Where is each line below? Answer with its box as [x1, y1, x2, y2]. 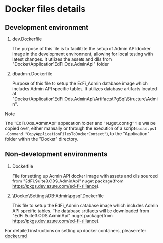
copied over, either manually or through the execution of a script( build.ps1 [5, 125, 157, 131]
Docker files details [5, 3, 86, 15]
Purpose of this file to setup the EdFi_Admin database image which [12, 80, 148, 86]
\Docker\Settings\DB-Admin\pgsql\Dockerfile [12, 193, 104, 199]
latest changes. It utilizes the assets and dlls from [12, 56, 112, 62]
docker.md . [5, 233, 28, 239]
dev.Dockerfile [12, 36, 42, 42]
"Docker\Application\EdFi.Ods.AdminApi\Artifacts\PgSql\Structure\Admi [12, 96, 158, 102]
